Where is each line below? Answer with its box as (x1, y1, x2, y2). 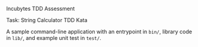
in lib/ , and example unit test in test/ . (6, 35, 101, 41)
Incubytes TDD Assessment (6, 5, 75, 12)
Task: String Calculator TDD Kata (6, 17, 88, 23)
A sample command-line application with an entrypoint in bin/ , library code (6, 28, 193, 35)
